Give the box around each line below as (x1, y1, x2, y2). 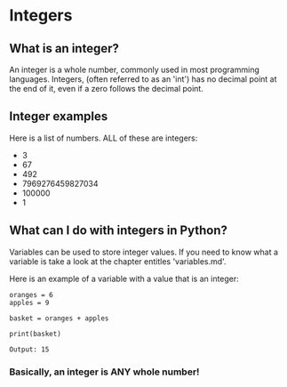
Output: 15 (9, 344, 50, 354)
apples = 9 (9, 298, 50, 307)
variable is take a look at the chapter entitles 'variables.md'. (9, 255, 227, 267)
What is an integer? (9, 41, 120, 56)
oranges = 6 (9, 290, 53, 299)
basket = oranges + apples (9, 313, 109, 323)
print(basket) (9, 329, 62, 338)
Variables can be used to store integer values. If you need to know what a (9, 246, 278, 257)
